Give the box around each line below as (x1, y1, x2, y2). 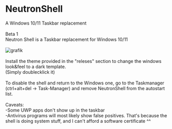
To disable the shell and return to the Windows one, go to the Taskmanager (5, 80, 164, 86)
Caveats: (5, 101, 24, 107)
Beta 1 (5, 31, 18, 37)
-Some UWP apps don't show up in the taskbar (5, 107, 105, 113)
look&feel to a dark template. (5, 63, 66, 70)
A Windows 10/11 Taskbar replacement (5, 20, 87, 26)
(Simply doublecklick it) (5, 69, 55, 75)
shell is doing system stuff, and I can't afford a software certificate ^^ (5, 118, 151, 124)
